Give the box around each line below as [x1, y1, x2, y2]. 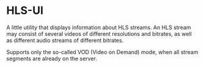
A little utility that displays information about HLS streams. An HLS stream [6, 24, 191, 31]
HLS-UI [6, 4, 44, 18]
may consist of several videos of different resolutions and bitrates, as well [6, 30, 192, 37]
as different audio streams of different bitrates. [6, 36, 124, 44]
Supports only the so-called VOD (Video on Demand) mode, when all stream [6, 48, 199, 55]
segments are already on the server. [6, 55, 98, 62]
